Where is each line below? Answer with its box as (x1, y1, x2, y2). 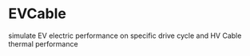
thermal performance (8, 39, 78, 48)
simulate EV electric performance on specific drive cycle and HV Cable (8, 31, 242, 40)
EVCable (8, 5, 66, 23)
